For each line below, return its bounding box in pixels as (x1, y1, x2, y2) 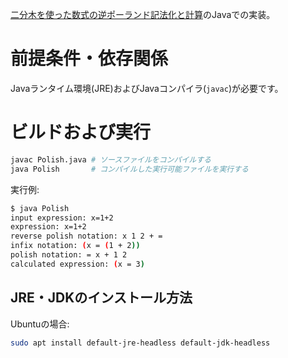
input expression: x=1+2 (10, 213, 114, 223)
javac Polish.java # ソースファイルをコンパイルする (10, 154, 212, 165)
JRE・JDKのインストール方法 (10, 289, 193, 307)
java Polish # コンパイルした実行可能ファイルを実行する (10, 164, 250, 174)
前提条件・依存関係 (10, 48, 169, 70)
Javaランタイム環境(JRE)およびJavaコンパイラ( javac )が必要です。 (10, 82, 284, 94)
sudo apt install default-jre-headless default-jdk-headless (10, 338, 271, 348)
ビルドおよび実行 (10, 121, 152, 144)
